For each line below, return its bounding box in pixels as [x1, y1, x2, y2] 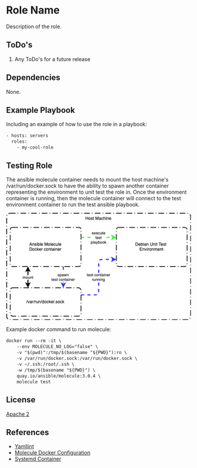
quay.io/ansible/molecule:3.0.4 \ [16, 373, 101, 379]
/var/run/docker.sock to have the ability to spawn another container [6, 183, 169, 190]
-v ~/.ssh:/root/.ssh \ [16, 361, 75, 367]
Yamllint [14, 443, 34, 450]
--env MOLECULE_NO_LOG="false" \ [16, 344, 98, 349]
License [6, 395, 36, 405]
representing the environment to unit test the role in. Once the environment [6, 188, 187, 196]
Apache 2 [6, 410, 30, 418]
